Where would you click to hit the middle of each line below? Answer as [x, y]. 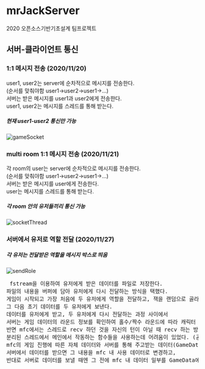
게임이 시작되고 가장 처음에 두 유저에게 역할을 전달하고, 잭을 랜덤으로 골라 [103, 299]
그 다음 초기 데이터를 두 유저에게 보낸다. [59, 306]
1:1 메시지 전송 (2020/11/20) [46, 69]
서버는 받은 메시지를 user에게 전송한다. [53, 184]
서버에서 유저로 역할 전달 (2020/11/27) [60, 239]
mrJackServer [43, 11]
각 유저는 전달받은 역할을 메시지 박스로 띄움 [57, 255]
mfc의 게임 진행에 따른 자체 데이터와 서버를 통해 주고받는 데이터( [91, 345]
